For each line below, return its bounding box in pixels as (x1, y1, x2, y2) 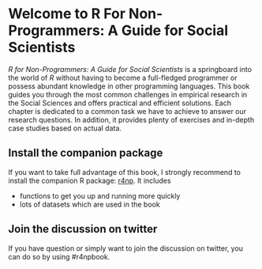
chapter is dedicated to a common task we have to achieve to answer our (8, 106, 247, 116)
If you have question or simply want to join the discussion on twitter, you (8, 243, 243, 253)
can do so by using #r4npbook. (8, 252, 110, 261)
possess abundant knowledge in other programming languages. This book (8, 81, 250, 91)
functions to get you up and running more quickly (19, 191, 181, 200)
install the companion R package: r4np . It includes (8, 176, 171, 185)
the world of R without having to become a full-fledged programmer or (8, 73, 238, 82)
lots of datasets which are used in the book (19, 199, 160, 209)
